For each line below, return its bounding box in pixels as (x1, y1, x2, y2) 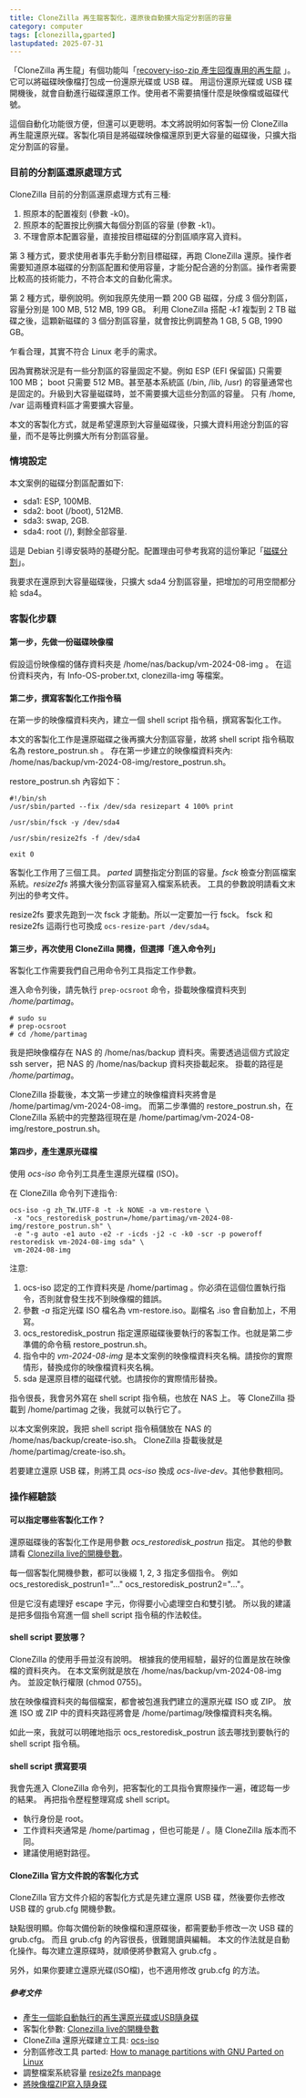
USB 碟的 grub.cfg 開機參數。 (9, 1903, 121, 1914)
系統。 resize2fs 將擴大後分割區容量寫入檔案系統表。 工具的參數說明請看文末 (9, 878, 296, 889)
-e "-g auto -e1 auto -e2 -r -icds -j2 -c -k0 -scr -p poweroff (13, 1229, 262, 1239)
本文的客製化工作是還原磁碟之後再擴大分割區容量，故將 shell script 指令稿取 (9, 734, 294, 745)
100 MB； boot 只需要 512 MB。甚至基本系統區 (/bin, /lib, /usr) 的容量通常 (9, 376, 285, 387)
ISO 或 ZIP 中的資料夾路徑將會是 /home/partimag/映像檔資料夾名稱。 (19, 1707, 278, 1718)
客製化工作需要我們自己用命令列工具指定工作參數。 (9, 965, 201, 976)
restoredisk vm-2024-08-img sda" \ (9, 1237, 145, 1246)
